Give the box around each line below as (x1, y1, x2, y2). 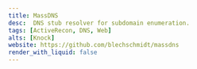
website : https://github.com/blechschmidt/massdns (8, 41, 180, 49)
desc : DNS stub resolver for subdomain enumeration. (8, 19, 191, 27)
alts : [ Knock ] (8, 33, 56, 42)
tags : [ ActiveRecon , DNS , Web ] (8, 26, 112, 34)
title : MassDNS (8, 11, 59, 20)
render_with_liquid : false (8, 48, 98, 56)
